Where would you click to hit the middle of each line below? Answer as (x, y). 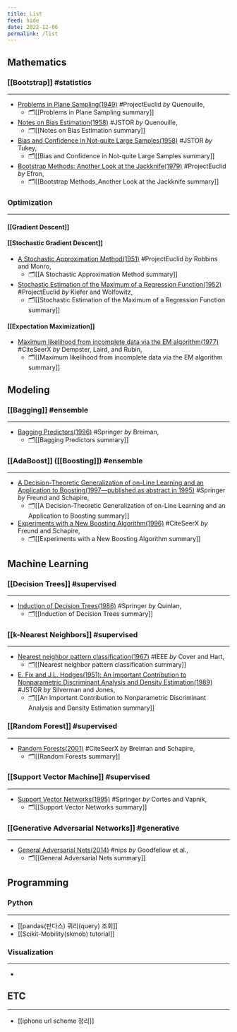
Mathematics (37, 62)
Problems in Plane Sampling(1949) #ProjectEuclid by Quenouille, (111, 104)
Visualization (30, 952)
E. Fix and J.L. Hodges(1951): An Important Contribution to (102, 675)
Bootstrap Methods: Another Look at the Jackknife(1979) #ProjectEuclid (122, 166)
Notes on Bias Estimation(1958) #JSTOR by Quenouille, (97, 122)
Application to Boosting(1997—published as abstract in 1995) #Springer (121, 490)
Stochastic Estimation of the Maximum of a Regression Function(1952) (120, 285)
